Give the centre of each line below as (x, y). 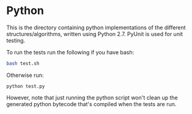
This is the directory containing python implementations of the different (96, 27)
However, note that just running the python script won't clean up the (92, 98)
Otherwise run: (25, 75)
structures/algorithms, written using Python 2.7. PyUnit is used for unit (95, 34)
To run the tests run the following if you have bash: (70, 52)
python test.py (26, 86)
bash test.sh (23, 63)
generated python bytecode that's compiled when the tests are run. (91, 104)
